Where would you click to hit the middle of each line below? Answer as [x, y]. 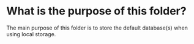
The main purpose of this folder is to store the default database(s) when [97, 28]
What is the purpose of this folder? [96, 11]
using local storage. [31, 34]
